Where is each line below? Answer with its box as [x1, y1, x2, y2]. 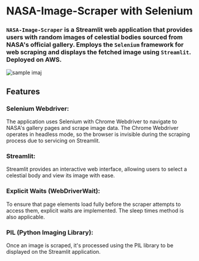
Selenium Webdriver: [6, 104, 70, 113]
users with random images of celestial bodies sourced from [6, 33, 183, 41]
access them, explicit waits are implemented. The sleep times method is [6, 207, 184, 214]
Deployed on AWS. [6, 56, 62, 64]
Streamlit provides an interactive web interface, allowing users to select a [6, 166, 188, 173]
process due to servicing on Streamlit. [6, 137, 101, 144]
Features [6, 86, 40, 96]
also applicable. [6, 213, 45, 220]
